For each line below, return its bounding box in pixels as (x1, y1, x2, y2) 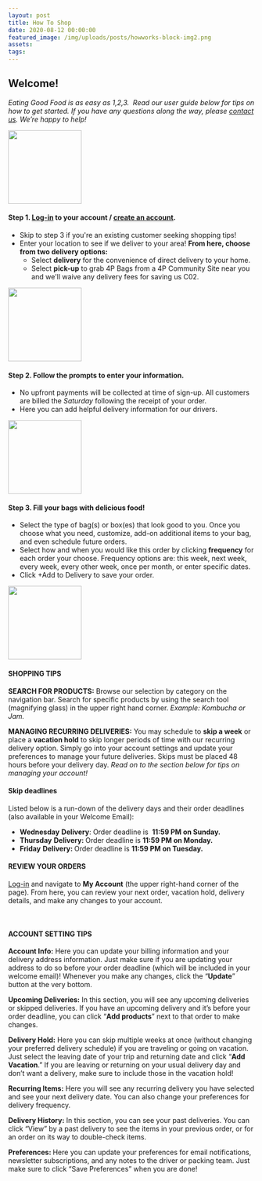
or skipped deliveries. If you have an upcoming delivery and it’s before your (8, 1004, 251, 1013)
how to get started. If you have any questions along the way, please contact (8, 106, 254, 115)
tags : (8, 48, 26, 56)
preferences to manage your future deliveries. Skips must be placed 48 (8, 751, 239, 761)
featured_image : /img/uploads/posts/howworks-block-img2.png (8, 33, 212, 42)
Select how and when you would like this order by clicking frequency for (19, 545, 254, 555)
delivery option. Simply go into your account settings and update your (8, 743, 233, 753)
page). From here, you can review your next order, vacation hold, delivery (8, 888, 245, 897)
